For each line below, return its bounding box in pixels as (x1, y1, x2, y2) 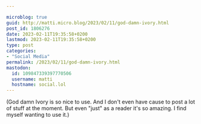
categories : (6, 48, 36, 54)
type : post (6, 42, 34, 48)
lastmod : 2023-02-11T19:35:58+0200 (6, 37, 96, 43)
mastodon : (6, 65, 31, 71)
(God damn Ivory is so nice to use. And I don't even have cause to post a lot (6, 98, 196, 106)
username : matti (12, 76, 53, 82)
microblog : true (6, 14, 47, 20)
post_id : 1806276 (6, 25, 50, 31)
